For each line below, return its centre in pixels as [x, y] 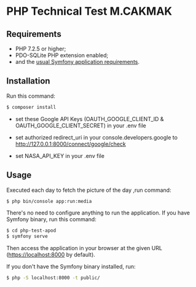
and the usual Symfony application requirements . [77, 62]
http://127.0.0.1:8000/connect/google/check [70, 144]
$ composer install [31, 107]
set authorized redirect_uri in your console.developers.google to [96, 137]
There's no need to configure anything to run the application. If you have [98, 213]
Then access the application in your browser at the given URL [84, 248]
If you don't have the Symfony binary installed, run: [71, 267]
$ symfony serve [27, 237]
